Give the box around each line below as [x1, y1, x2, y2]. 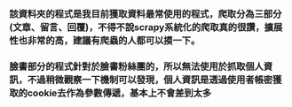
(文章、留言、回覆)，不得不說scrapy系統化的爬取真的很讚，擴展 [9, 20, 283, 33]
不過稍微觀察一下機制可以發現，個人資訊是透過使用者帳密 [27, 73, 273, 86]
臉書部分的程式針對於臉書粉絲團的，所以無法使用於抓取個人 [9, 60, 264, 73]
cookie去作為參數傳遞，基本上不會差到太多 [27, 87, 212, 99]
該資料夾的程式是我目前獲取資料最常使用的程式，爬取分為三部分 [9, 7, 282, 19]
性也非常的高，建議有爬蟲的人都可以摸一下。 [9, 34, 201, 46]
